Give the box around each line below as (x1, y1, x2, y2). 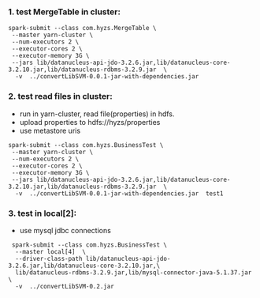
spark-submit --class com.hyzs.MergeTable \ (8, 25, 157, 32)
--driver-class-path (15, 255, 83, 262)
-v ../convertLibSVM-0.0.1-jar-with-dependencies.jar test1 (15, 189, 224, 198)
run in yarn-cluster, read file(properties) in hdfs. (19, 109, 175, 119)
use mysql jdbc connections (19, 225, 112, 235)
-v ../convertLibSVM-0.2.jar (15, 282, 114, 290)
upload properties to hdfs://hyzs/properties (19, 117, 161, 126)
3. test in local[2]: (8, 208, 77, 219)
